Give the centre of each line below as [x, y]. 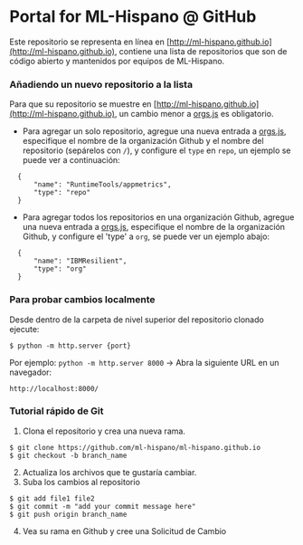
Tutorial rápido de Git [57, 411]
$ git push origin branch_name [68, 514]
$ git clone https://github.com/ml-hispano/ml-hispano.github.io [135, 447]
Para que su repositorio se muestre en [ [83, 104]
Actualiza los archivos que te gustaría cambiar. [109, 472]
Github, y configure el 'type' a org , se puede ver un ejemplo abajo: [146, 236]
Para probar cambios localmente [82, 300]
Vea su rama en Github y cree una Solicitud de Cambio [124, 531]
